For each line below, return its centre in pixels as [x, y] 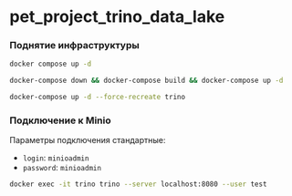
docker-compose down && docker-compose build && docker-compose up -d [146, 81]
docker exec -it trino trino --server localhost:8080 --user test [138, 184]
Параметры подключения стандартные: [88, 140]
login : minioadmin [56, 158]
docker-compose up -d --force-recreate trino [97, 98]
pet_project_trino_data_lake [117, 17]
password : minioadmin [62, 168]
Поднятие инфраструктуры [74, 46]
